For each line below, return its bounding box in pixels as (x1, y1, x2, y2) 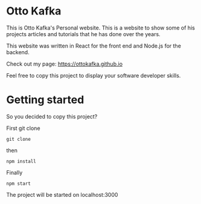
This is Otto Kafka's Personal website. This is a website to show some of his (6, 24, 195, 31)
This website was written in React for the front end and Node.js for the (6, 42, 181, 49)
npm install (6, 158, 36, 164)
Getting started (6, 93, 85, 107)
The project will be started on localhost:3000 (6, 191, 118, 198)
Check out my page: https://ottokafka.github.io (6, 60, 123, 67)
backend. (6, 48, 30, 55)
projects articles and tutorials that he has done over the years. (6, 30, 161, 37)
